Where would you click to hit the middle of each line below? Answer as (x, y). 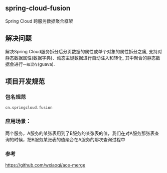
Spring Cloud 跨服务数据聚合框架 (39, 21)
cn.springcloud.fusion (29, 108)
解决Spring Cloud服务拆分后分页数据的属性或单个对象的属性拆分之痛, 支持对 (83, 51)
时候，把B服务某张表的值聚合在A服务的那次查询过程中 (69, 139)
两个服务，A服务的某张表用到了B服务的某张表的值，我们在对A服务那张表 (80, 133)
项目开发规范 (25, 82)
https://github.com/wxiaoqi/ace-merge (45, 165)
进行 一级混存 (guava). (34, 64)
